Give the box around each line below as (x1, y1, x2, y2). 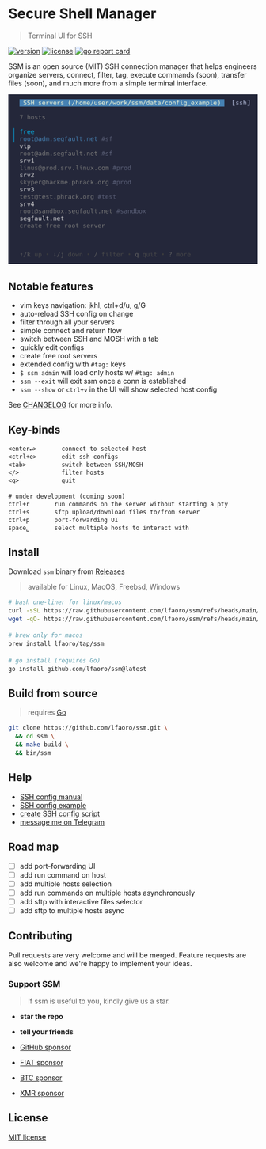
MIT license (8, 1132, 47, 1142)
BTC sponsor (19, 1073, 63, 1083)
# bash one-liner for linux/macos (8, 598, 123, 606)
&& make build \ (15, 741, 69, 749)
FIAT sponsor (19, 1058, 63, 1067)
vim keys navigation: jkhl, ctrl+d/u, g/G (19, 301, 146, 310)
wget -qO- (8, 615, 41, 623)
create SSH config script (19, 809, 101, 818)
